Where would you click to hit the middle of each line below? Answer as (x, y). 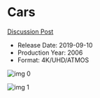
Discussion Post (30, 31)
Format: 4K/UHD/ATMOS (53, 59)
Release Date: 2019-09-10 (55, 45)
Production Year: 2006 (50, 52)
